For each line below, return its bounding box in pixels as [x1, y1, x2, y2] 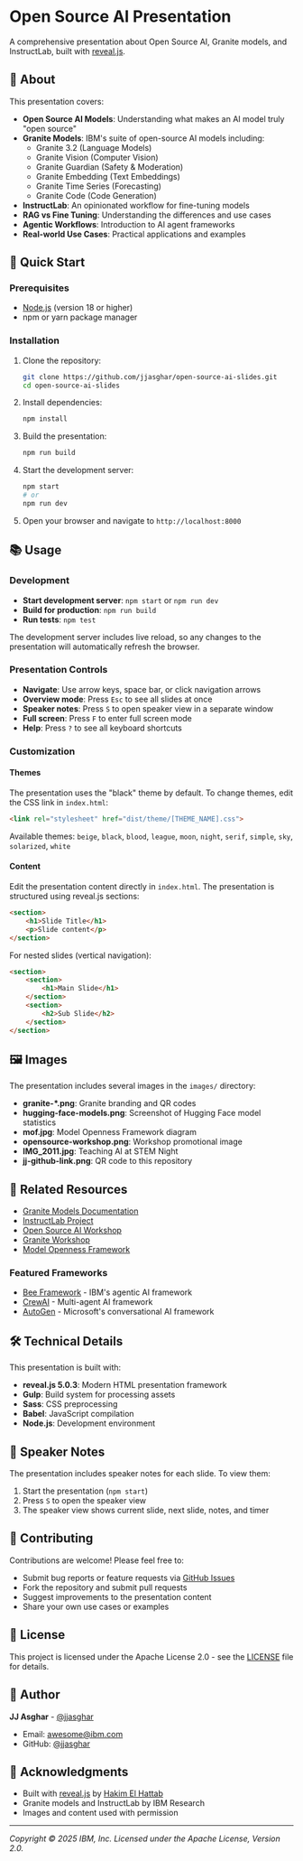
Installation [9, 334, 60, 347]
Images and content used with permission [22, 1808, 179, 1819]
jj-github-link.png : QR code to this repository [22, 1156, 193, 1167]
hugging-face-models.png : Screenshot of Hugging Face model [22, 1108, 262, 1119]
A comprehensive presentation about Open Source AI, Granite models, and [9, 36, 287, 47]
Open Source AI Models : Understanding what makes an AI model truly [22, 113, 285, 124]
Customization [9, 745, 76, 758]
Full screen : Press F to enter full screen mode [22, 712, 192, 723]
